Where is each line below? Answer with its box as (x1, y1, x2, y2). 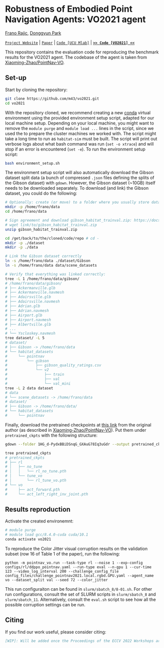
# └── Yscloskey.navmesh (5, 331, 56, 336)
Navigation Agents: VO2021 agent (5, 14, 146, 25)
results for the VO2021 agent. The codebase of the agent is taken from (5, 54, 147, 60)
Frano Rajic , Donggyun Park (5, 30, 61, 36)
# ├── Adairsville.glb (5, 295, 51, 299)
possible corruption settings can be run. (5, 601, 85, 607)
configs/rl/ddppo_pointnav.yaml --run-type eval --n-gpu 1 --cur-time (5, 565, 152, 570)
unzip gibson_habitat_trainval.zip (5, 227, 78, 232)
